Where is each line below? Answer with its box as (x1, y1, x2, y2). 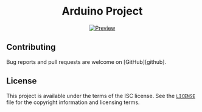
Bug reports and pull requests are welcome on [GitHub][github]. (6, 58, 166, 65)
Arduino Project (61, 4, 143, 18)
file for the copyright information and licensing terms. (6, 99, 140, 106)
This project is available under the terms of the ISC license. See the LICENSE (6, 92, 196, 99)
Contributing (6, 42, 56, 52)
